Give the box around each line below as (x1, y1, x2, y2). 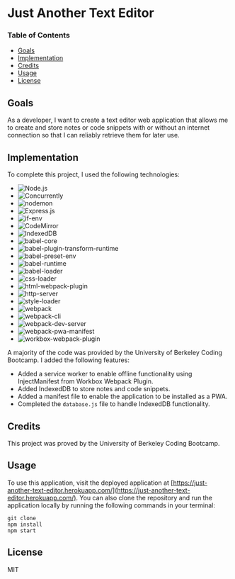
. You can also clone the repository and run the (76, 493, 212, 502)
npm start (7, 527, 37, 534)
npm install (7, 521, 42, 528)
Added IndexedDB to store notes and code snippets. (17, 385, 171, 393)
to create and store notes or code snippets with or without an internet (7, 123, 210, 132)
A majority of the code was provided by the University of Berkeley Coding (7, 349, 223, 357)
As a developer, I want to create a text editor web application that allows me (7, 116, 229, 125)
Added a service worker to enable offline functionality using (17, 370, 193, 378)
